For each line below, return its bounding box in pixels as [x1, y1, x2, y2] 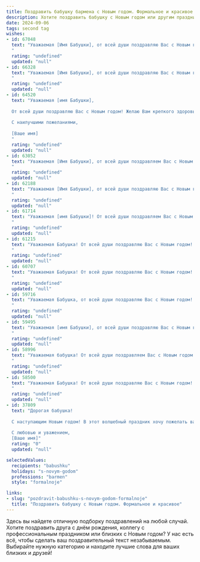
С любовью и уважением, [11, 430, 70, 436]
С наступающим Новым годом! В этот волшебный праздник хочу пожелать [11, 418, 187, 425]
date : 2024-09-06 [6, 20, 49, 26]
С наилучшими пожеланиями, [11, 120, 79, 126]
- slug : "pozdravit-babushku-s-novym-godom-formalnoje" [6, 496, 148, 502]
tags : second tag [6, 25, 49, 32]
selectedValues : [6, 457, 46, 463]
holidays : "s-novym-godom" [11, 468, 79, 474]
